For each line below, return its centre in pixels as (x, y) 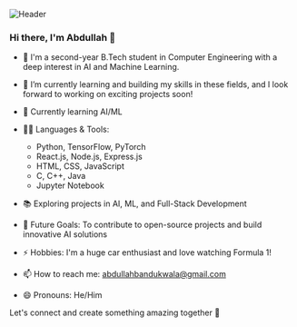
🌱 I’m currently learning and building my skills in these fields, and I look (155, 84)
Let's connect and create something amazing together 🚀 (115, 312)
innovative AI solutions (65, 234)
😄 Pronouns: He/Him (62, 295)
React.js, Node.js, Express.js (89, 157)
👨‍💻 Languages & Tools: (66, 129)
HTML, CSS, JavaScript (80, 166)
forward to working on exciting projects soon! (108, 94)
